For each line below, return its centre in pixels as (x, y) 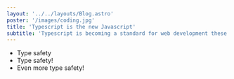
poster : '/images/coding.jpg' (51, 20)
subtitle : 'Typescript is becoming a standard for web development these (117, 33)
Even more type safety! (51, 68)
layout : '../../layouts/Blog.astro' (60, 14)
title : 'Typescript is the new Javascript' (71, 27)
